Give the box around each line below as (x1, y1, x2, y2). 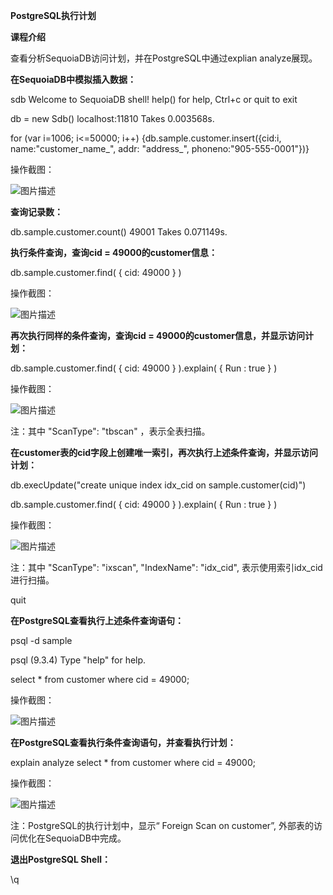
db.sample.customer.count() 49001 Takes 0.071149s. (10, 226, 228, 238)
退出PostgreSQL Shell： (10, 854, 112, 865)
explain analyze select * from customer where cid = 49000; (10, 757, 256, 768)
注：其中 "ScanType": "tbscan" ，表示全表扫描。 (10, 425, 211, 437)
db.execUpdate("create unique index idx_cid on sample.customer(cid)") (10, 479, 307, 491)
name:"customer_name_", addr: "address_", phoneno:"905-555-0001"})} (10, 143, 310, 154)
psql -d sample (10, 635, 73, 646)
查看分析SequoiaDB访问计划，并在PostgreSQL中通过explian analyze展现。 (10, 52, 318, 64)
